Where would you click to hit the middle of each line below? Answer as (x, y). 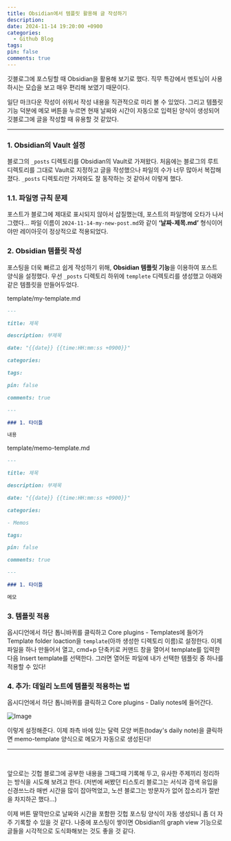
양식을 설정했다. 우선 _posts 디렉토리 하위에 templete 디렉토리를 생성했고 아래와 (115, 276)
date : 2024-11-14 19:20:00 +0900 (55, 26)
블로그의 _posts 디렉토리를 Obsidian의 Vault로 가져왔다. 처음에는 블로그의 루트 (113, 162)
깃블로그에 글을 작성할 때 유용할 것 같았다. (63, 119)
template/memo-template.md (49, 448)
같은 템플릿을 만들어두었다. (43, 284)
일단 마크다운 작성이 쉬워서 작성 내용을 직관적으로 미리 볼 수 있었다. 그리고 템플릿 (115, 102)
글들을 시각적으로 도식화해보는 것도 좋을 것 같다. (71, 831)
